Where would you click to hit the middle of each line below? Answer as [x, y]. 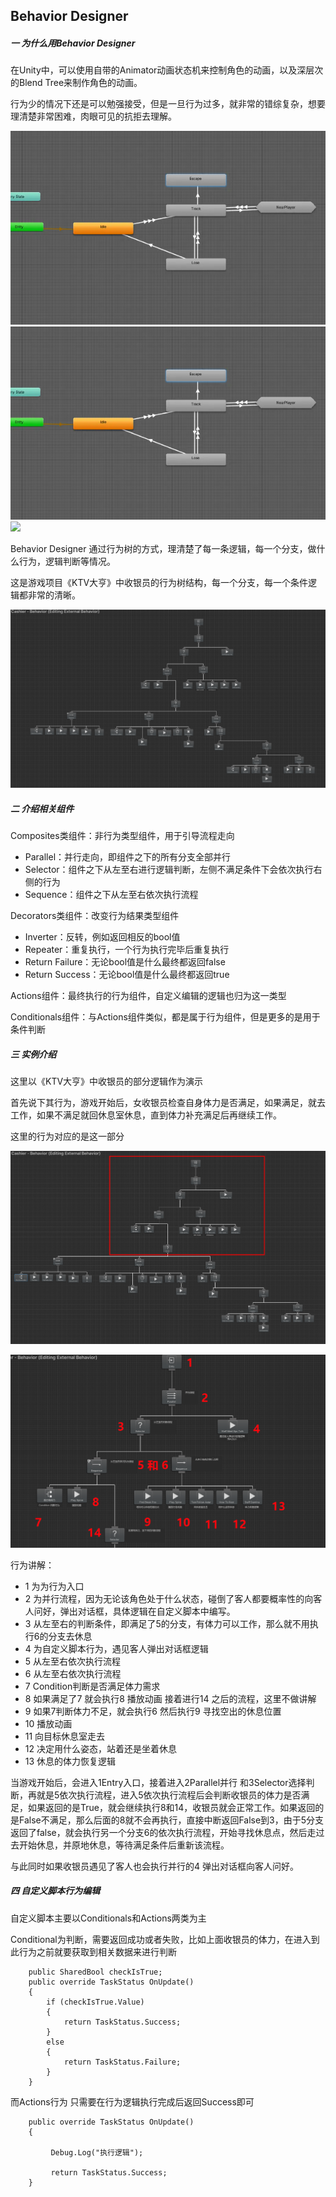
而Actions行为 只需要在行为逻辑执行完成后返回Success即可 [132, 2101]
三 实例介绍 [33, 1054]
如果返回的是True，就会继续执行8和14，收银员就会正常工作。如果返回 [171, 1807]
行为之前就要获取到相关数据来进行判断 [97, 1951]
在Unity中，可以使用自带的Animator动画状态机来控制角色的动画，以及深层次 [167, 70]
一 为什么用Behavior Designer [73, 43]
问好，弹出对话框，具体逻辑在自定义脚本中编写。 [134, 1611]
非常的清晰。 [54, 595]
